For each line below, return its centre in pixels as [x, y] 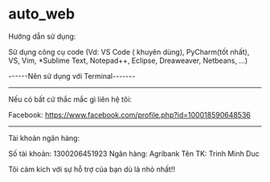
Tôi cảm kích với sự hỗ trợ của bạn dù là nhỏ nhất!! [92, 169]
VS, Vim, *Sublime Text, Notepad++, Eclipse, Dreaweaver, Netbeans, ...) [128, 60]
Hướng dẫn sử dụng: [42, 36]
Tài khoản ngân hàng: [44, 138]
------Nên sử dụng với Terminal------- [72, 76]
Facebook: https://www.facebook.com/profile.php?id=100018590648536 [129, 114]
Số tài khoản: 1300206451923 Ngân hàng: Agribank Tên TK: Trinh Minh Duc [134, 153]
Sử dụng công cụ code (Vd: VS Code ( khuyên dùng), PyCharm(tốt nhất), [129, 52]
